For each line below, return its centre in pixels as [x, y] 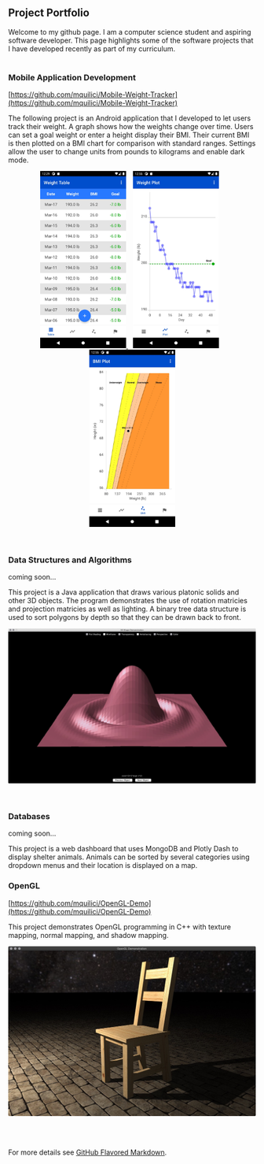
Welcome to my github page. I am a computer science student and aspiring [130, 32]
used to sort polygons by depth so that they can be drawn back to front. [125, 617]
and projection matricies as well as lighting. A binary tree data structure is [127, 609]
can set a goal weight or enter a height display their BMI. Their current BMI [129, 135]
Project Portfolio [49, 13]
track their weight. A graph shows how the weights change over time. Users [131, 127]
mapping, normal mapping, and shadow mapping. [88, 935]
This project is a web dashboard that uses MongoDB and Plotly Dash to [123, 849]
